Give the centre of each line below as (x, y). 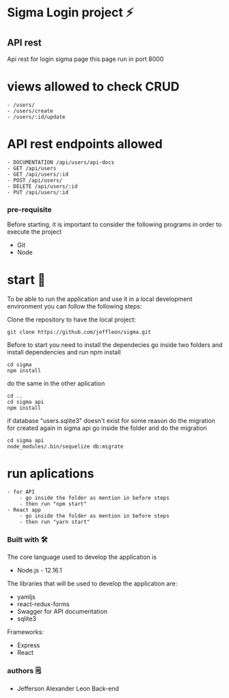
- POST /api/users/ (35, 180)
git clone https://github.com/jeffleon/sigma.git (79, 333)
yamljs (26, 597)
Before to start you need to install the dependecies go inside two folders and (115, 345)
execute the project (35, 232)
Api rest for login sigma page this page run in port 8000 (85, 59)
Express (28, 645)
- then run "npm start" (53, 504)
